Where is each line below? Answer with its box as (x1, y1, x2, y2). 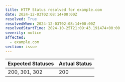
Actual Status (58, 60, 92, 67)
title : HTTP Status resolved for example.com (5, 7, 102, 12)
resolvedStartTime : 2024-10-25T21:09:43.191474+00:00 (5, 26, 120, 31)
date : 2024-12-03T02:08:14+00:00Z (5, 12, 78, 17)
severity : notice (5, 30, 42, 35)
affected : (5, 35, 26, 40)
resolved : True (5, 16, 37, 21)
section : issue (5, 44, 37, 49)
